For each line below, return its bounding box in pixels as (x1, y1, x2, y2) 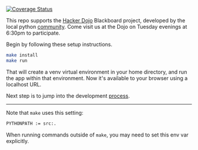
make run (6, 58, 28, 64)
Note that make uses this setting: (6, 109, 84, 116)
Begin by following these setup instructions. (6, 41, 113, 48)
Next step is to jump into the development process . (6, 92, 130, 99)
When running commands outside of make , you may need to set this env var (6, 131, 189, 138)
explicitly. (6, 137, 29, 144)
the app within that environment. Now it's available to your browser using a (6, 74, 188, 82)
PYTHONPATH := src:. (6, 121, 57, 126)
